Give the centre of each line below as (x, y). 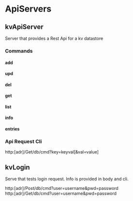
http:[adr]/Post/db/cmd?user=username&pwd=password (62, 188)
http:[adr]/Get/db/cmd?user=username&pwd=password (61, 193)
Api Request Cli (23, 141)
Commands (19, 51)
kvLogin (17, 167)
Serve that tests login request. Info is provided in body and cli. (67, 179)
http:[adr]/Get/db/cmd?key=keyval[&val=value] (52, 152)
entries (12, 129)
